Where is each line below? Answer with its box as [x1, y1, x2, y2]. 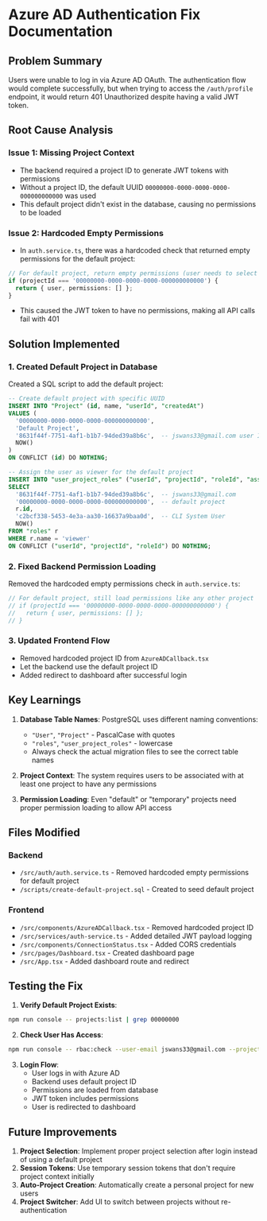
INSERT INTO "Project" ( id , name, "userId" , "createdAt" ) [8, 402, 204, 410]
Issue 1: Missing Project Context [8, 147, 135, 158]
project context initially [19, 1171, 95, 1181]
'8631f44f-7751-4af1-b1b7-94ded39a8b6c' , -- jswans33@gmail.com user [15, 432, 254, 440]
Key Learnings [8, 693, 82, 707]
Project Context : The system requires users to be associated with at [19, 770, 244, 780]
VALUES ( [8, 409, 37, 417]
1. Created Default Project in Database [8, 361, 158, 372]
